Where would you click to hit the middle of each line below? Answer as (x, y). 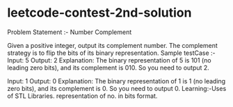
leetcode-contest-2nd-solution (99, 13)
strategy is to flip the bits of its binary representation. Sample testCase (109, 53)
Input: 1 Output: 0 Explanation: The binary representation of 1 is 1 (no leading (116, 81)
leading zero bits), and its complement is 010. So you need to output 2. (109, 67)
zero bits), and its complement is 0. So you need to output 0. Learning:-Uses (117, 88)
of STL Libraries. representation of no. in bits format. (82, 96)
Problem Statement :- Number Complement (70, 32)
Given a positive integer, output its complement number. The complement (112, 45)
